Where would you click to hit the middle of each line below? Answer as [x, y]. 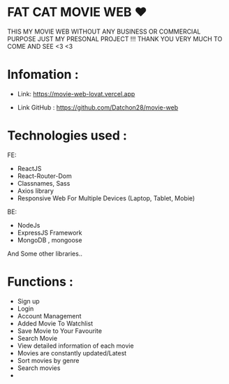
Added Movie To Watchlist [55, 323]
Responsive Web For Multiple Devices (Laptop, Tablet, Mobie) [106, 198]
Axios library [36, 191]
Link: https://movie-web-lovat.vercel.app [76, 94]
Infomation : [43, 75]
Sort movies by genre [48, 360]
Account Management [49, 316]
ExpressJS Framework [50, 232]
